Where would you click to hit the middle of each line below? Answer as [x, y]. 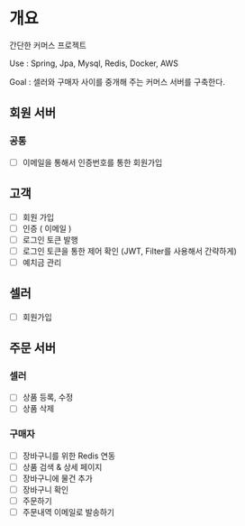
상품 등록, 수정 [48, 397]
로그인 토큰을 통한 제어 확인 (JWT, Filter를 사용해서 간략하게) [129, 251]
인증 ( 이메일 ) [47, 228]
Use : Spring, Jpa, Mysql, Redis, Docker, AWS [94, 63]
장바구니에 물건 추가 [57, 478]
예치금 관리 [42, 262]
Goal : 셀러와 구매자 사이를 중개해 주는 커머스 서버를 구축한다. [117, 81]
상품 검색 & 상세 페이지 [62, 466]
